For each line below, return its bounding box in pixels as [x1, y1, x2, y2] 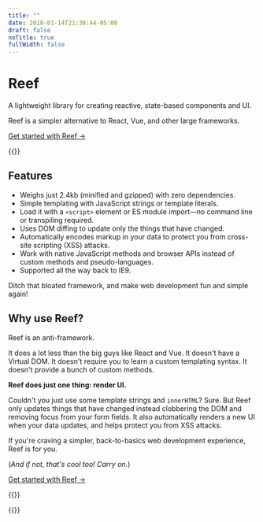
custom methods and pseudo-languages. [19, 257, 154, 266]
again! [8, 289, 28, 298]
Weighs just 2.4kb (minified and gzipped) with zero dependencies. [19, 190, 236, 199]
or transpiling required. [19, 215, 94, 224]
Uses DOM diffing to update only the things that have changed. [19, 224, 225, 233]
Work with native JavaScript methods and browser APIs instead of [19, 249, 235, 258]
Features [8, 169, 53, 183]
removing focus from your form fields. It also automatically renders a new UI [8, 412, 256, 421]
